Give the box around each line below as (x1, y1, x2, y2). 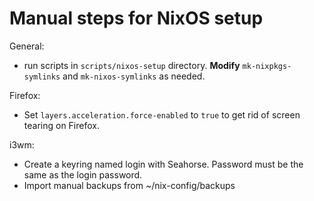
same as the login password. (23, 168, 143, 181)
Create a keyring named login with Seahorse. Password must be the (23, 158, 304, 170)
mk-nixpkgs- (242, 61, 292, 71)
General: (9, 40, 45, 52)
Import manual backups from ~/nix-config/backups (23, 179, 236, 191)
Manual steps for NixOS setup (9, 7, 264, 30)
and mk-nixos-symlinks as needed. (62, 70, 206, 82)
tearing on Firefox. (23, 119, 100, 131)
